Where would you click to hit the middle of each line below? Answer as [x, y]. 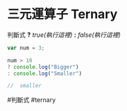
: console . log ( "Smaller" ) [44, 74]
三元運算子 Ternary [62, 14]
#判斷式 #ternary [32, 100]
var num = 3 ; [26, 48]
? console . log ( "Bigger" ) [43, 67]
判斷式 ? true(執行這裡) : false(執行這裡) [64, 35]
